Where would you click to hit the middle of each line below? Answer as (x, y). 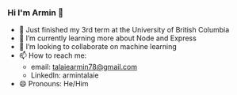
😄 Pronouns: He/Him (54, 84)
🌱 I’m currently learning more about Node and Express (108, 38)
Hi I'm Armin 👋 (36, 13)
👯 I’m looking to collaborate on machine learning (98, 47)
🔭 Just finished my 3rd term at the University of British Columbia (124, 30)
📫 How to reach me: (53, 55)
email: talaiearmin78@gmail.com (84, 67)
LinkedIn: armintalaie (65, 75)
